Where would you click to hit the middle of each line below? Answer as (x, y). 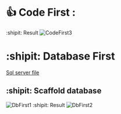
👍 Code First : (41, 13)
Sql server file (23, 72)
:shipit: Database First (61, 56)
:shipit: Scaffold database (54, 91)
